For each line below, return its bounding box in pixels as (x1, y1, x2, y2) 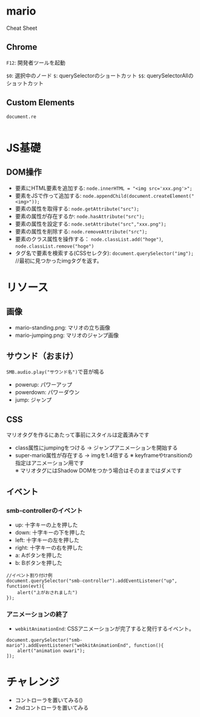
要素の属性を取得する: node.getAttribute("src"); (15, 205, 139, 212)
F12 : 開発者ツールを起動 (6, 59, 65, 66)
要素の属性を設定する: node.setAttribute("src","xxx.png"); (15, 220, 167, 227)
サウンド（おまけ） (6, 351, 78, 361)
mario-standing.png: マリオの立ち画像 (15, 324, 110, 331)
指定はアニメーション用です (15, 459, 85, 466)
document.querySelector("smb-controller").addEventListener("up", (6, 578, 178, 584)
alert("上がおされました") (17, 589, 78, 595)
